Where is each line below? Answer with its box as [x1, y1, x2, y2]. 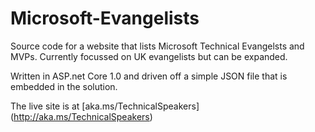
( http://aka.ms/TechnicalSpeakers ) [10, 110, 153, 122]
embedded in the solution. [10, 80, 118, 92]
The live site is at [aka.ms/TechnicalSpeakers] [10, 100, 200, 112]
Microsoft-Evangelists [10, 7, 200, 30]
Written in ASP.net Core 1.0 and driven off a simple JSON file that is [10, 70, 288, 82]
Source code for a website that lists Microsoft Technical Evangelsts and [10, 40, 305, 52]
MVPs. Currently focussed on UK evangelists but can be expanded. [10, 50, 288, 62]
